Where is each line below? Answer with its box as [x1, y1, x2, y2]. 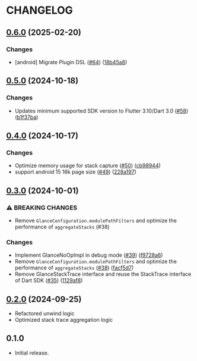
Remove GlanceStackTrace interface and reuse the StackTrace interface [14, 271, 192, 278]
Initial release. [14, 349, 49, 356]
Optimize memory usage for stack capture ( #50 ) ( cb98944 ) [14, 162, 161, 169]
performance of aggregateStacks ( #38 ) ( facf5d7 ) [14, 264, 134, 271]
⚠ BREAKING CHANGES [6, 203, 78, 212]
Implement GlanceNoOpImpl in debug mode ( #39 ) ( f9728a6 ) [14, 252, 163, 259]
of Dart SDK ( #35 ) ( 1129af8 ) [14, 277, 83, 284]
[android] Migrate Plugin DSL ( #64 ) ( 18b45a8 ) [14, 58, 128, 65]
